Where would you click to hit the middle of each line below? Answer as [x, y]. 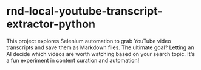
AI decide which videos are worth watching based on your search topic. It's [101, 54]
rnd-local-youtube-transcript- [84, 11]
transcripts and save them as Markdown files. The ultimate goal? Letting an [100, 47]
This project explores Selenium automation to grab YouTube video [89, 41]
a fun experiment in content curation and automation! [73, 60]
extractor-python [51, 24]
